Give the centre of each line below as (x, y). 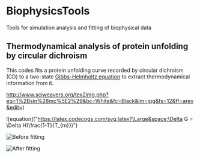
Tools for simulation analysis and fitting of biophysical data (79, 28)
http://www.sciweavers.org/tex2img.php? (58, 95)
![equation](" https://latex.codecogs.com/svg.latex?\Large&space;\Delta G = (100, 118)
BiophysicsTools (48, 11)
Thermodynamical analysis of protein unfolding (97, 46)
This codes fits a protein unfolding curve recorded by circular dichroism (95, 70)
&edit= (14, 107)
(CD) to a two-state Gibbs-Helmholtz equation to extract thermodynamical (98, 77)
